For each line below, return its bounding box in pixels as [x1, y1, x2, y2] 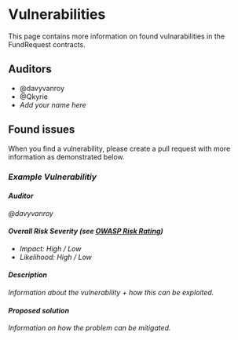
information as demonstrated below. [8, 152, 125, 162]
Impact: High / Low [19, 243, 82, 253]
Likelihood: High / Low [19, 252, 93, 261]
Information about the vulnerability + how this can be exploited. [8, 288, 214, 298]
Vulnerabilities [8, 5, 106, 24]
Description [8, 270, 48, 280]
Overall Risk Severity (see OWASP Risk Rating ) [8, 226, 163, 236]
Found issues [8, 123, 75, 137]
